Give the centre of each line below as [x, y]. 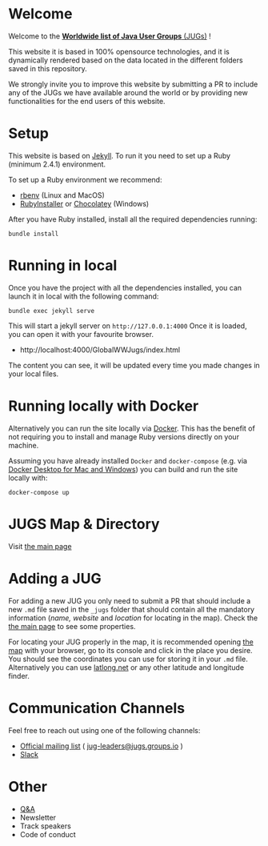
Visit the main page [40, 546]
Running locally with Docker [104, 406]
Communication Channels [97, 708]
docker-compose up [39, 492]
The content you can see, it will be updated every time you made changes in [134, 365]
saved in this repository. [48, 68]
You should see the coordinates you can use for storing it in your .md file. [128, 659]
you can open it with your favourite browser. [81, 334]
